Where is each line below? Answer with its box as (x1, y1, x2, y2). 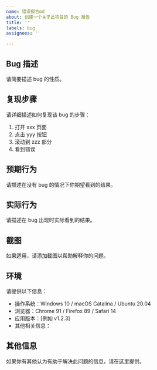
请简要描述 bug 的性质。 (6, 75, 65, 82)
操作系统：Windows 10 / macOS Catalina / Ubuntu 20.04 (14, 300, 151, 307)
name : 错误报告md (6, 8, 45, 15)
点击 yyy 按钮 (14, 130, 47, 138)
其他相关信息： (14, 322, 51, 329)
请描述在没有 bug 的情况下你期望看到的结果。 (6, 181, 116, 188)
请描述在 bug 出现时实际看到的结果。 (6, 217, 95, 224)
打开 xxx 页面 (14, 123, 47, 130)
